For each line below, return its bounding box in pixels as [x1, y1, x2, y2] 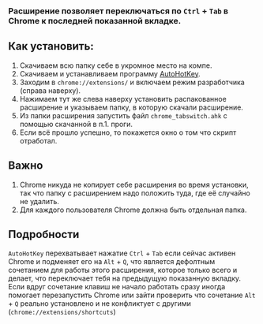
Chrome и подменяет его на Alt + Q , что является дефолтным [8, 257, 216, 266]
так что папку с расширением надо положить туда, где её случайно [19, 188, 250, 198]
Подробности [8, 227, 80, 241]
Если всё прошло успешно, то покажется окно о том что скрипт [19, 128, 237, 137]
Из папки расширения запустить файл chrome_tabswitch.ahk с [19, 110, 227, 120]
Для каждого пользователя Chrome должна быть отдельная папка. [19, 205, 247, 214]
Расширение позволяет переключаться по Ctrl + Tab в [8, 6, 229, 17]
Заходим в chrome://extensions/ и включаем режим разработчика [19, 77, 245, 87]
